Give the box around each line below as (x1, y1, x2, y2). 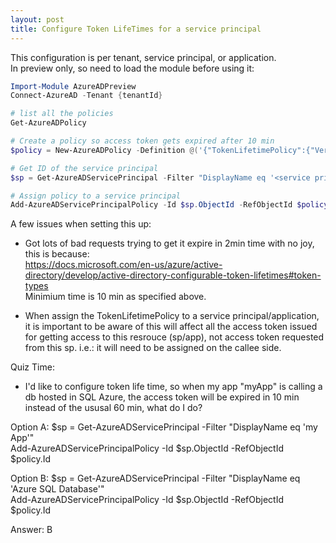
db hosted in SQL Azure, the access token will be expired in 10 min (24, 391, 300, 403)
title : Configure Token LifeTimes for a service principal (10, 24, 262, 34)
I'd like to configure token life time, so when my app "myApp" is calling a (24, 381, 323, 393)
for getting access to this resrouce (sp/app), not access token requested (24, 331, 325, 343)
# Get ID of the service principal (10, 163, 159, 173)
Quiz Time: (10, 361, 55, 373)
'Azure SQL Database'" (10, 483, 105, 495)
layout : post (10, 14, 65, 25)
